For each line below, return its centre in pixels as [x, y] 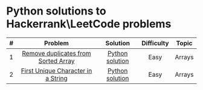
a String [56, 78]
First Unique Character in [56, 71]
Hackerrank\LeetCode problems [89, 24]
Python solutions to [56, 11]
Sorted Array [56, 60]
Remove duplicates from [57, 53]
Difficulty [155, 43]
